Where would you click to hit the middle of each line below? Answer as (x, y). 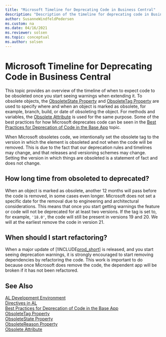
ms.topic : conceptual (27, 38)
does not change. (23, 163)
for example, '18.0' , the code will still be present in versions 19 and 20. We (82, 217)
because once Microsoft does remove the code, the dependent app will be (81, 265)
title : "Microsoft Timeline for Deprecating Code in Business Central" (80, 10)
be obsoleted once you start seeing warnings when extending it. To (74, 96)
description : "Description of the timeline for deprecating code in (77, 14)
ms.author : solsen (24, 42)
